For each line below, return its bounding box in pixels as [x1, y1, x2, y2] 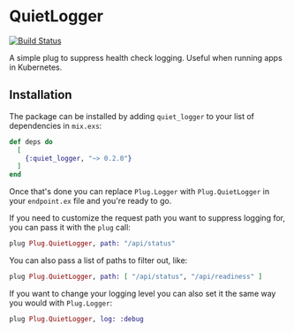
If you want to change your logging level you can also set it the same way [9, 288, 276, 298]
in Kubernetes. [9, 62, 63, 72]
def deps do [9, 137, 53, 147]
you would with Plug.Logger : [9, 298, 113, 308]
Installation [9, 87, 72, 102]
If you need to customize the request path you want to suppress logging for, [9, 213, 285, 223]
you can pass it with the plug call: [9, 223, 131, 233]
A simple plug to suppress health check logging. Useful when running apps [9, 52, 283, 63]
